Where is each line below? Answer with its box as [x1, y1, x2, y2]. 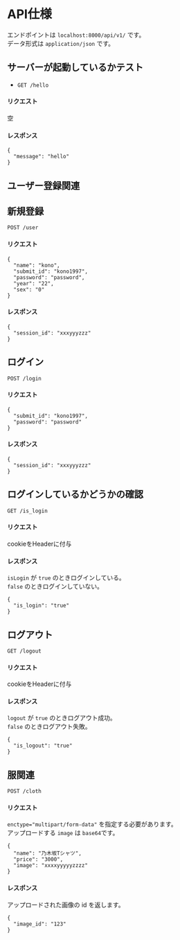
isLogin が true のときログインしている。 [7, 573, 126, 582]
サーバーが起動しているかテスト [7, 62, 144, 74]
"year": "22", [13, 280, 54, 287]
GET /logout [7, 648, 42, 655]
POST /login [7, 375, 42, 382]
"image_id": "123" [13, 921, 67, 928]
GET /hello [17, 81, 49, 89]
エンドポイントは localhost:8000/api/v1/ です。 [7, 31, 145, 39]
